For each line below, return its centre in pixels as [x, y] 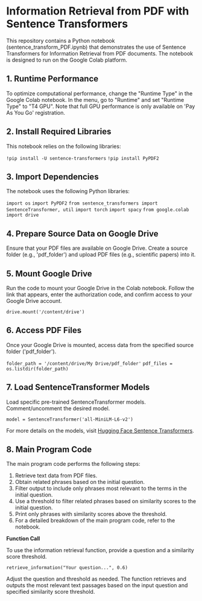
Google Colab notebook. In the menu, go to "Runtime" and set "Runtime [95, 100]
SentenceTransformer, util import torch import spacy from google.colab [98, 210]
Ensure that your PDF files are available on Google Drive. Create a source [97, 248]
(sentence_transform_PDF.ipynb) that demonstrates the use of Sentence [96, 47]
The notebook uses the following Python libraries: [68, 191]
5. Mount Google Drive [49, 274]
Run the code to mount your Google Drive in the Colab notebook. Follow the [100, 288]
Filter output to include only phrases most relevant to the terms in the [101, 488]
